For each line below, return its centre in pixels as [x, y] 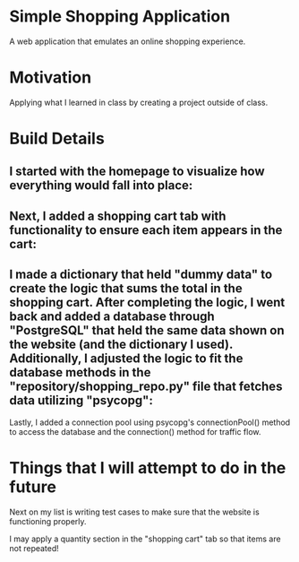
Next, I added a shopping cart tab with [118, 216]
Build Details [57, 138]
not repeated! [34, 548]
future [33, 487]
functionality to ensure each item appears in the [146, 230]
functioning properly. [48, 521]
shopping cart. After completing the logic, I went [147, 303]
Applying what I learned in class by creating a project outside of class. [139, 102]
